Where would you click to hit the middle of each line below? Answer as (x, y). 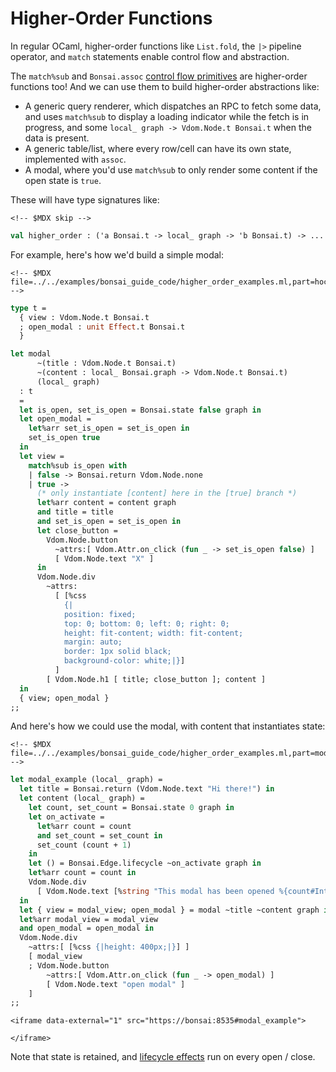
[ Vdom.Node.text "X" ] (104, 558)
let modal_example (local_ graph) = (86, 780)
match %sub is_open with (78, 465)
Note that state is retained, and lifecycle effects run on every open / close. (163, 1057)
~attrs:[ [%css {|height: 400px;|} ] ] (109, 947)
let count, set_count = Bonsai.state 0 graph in (131, 808)
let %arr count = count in (82, 873)
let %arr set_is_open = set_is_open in (109, 428)
